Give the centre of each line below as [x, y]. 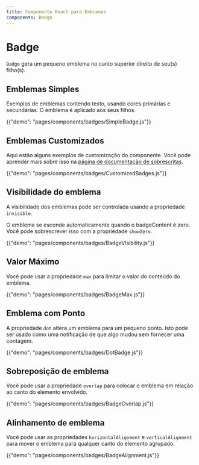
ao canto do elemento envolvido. [47, 392]
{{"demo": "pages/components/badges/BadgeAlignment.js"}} [83, 455]
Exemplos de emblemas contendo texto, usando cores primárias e [88, 104]
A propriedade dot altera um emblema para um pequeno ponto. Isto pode [97, 328]
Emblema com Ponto [46, 314]
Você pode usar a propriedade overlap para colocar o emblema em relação [100, 385]
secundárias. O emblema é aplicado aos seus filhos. [71, 110]
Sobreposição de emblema [58, 371]
